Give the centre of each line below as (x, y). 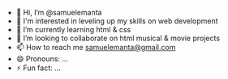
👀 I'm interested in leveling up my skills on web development (117, 21)
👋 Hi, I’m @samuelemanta (59, 12)
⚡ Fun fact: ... (38, 68)
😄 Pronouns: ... (42, 59)
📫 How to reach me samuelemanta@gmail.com (96, 47)
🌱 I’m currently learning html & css (73, 29)
